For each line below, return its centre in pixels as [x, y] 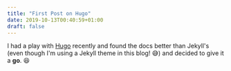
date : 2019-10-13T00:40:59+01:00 [55, 20]
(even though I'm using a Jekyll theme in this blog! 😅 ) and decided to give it [115, 53]
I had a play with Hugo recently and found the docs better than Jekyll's [108, 46]
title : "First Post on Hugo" [49, 13]
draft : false [26, 26]
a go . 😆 [18, 61]
